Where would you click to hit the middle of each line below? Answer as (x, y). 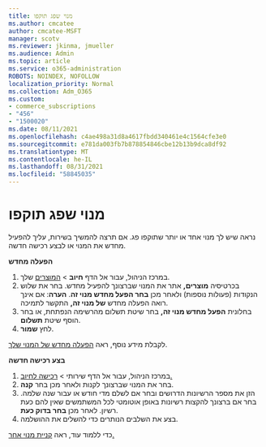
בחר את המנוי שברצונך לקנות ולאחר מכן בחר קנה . (97, 384)
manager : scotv (34, 39)
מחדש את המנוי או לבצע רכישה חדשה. (67, 245)
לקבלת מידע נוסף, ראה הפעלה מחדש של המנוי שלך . (88, 344)
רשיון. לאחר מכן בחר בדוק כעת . (69, 410)
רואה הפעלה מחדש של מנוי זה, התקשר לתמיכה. (94, 303)
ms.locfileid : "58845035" (52, 174)
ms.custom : (27, 99)
